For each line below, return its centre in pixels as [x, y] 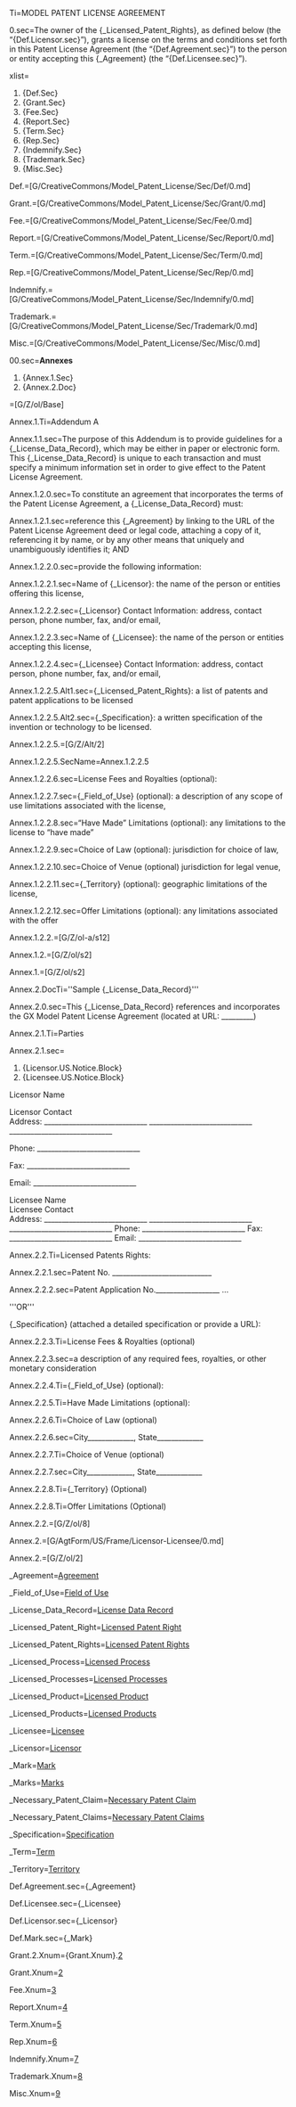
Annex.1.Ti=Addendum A [54, 422]
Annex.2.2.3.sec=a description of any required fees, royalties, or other [138, 1359]
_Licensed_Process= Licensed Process [80, 1662]
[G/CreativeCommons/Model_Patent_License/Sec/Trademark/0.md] [133, 326]
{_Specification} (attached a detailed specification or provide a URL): [135, 1324]
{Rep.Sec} [41, 140]
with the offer [34, 920]
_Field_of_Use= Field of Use [59, 1593]
